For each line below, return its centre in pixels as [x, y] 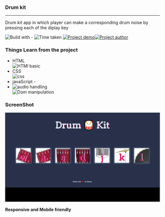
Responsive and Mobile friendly [38, 209]
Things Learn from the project [41, 50]
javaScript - [24, 81]
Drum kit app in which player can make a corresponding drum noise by [77, 23]
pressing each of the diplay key [37, 28]
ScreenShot [20, 104]
